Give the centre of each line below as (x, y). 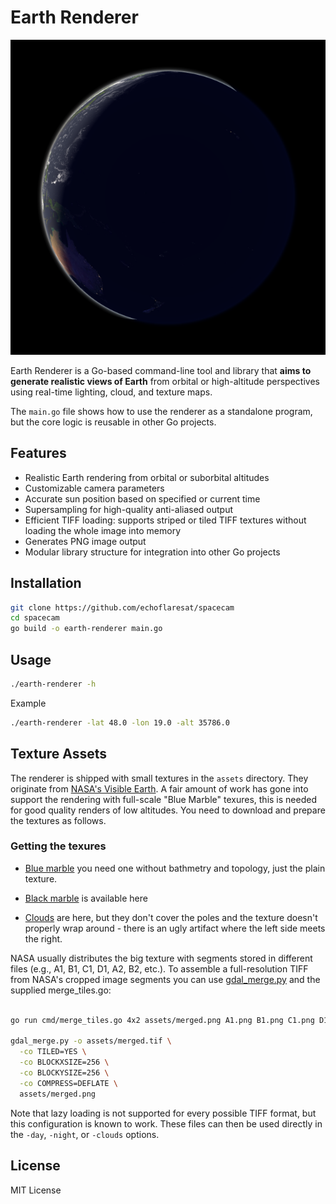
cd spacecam (35, 618)
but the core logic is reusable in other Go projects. (113, 422)
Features (38, 453)
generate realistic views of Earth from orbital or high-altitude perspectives (165, 381)
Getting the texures (58, 846)
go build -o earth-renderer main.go (86, 629)
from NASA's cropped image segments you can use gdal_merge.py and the (165, 979)
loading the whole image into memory (102, 530)
